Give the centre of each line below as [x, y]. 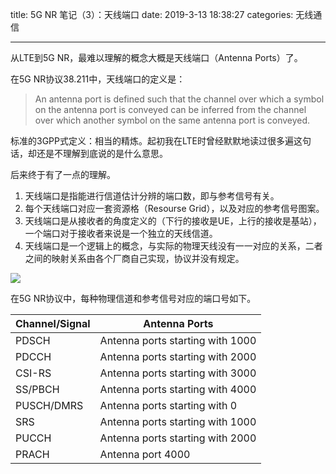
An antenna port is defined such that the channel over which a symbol [179, 99]
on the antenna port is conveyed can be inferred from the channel [170, 109]
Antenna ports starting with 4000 [178, 389]
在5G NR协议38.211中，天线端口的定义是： [98, 79]
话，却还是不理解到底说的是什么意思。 [89, 153]
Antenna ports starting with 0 [168, 405]
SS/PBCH [37, 389]
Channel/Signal [53, 323]
